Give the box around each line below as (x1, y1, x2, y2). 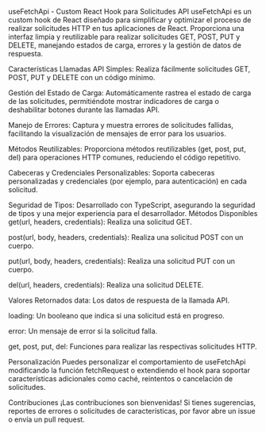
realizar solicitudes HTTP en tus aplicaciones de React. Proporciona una (8, 24, 245, 33)
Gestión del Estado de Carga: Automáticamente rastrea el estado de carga (8, 88, 252, 98)
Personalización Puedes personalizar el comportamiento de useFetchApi (8, 357, 246, 366)
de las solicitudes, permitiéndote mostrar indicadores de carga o (8, 97, 220, 106)
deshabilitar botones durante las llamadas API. (8, 105, 160, 114)
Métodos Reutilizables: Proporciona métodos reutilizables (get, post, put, (8, 145, 246, 153)
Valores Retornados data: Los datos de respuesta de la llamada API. (8, 295, 230, 305)
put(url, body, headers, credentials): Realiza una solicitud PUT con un (8, 256, 236, 265)
